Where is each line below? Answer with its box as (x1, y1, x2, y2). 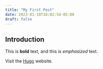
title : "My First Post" (5, 7, 55, 12)
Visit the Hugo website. (5, 58, 53, 64)
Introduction (5, 35, 45, 43)
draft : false (5, 16, 32, 21)
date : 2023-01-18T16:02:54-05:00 (5, 12, 75, 17)
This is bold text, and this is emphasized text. (5, 48, 98, 54)
